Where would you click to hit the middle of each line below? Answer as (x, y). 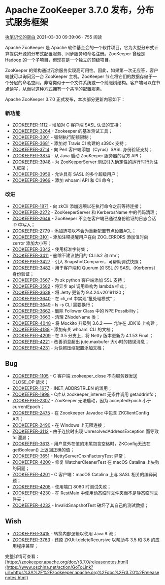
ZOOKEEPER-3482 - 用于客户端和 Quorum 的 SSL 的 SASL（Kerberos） (85, 268)
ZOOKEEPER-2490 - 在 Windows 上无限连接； (59, 425)
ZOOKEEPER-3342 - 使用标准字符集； (51, 249)
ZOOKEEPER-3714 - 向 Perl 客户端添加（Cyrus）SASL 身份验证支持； (83, 150)
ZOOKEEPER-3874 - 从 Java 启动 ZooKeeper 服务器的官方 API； (77, 156)
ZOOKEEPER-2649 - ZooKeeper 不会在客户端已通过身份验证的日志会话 (84, 218)
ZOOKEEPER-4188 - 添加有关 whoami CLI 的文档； (64, 329)
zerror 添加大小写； (32, 243)
